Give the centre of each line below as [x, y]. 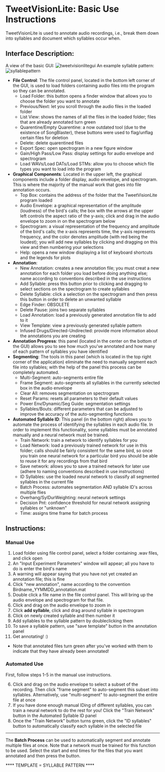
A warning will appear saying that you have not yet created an [75, 574]
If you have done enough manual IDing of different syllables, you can [82, 705]
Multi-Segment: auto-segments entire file [62, 377]
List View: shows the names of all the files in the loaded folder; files [88, 117]
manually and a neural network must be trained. [61, 435]
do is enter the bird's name [40, 569]
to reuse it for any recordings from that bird [63, 461]
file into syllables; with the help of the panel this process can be [77, 367]
